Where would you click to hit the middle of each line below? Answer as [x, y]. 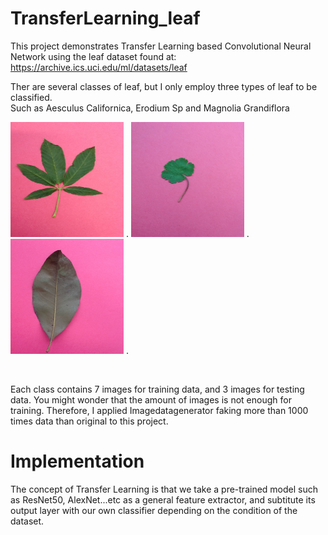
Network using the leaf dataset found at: [93, 56]
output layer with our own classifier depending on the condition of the [154, 510]
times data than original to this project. [89, 421]
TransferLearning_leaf [105, 18]
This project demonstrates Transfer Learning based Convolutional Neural [161, 46]
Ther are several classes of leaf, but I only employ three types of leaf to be [164, 86]
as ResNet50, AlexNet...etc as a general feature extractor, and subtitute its [163, 499]
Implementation [77, 461]
